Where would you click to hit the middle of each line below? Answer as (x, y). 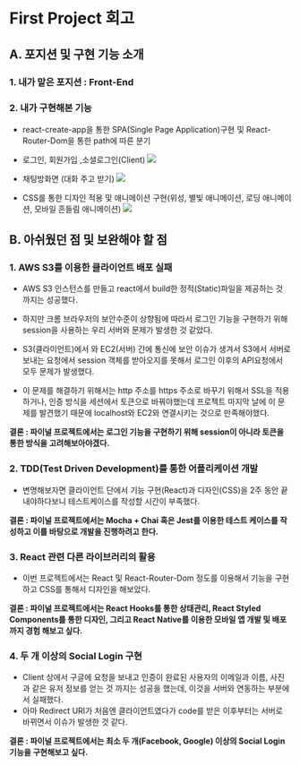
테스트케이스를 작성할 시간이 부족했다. (134, 501)
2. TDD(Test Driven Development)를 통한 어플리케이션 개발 (134, 469)
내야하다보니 (44, 501)
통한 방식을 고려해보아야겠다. (60, 443)
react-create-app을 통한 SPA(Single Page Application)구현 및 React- (146, 129)
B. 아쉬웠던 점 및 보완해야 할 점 (88, 240)
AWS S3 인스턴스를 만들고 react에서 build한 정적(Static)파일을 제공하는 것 (153, 288)
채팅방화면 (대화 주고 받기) (68, 178)
